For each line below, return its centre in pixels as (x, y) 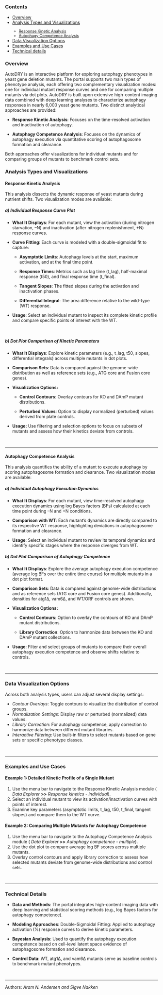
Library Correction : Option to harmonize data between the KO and (86, 632)
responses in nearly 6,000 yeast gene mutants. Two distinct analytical (75, 105)
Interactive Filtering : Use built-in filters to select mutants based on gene (84, 735)
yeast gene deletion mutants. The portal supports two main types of (73, 79)
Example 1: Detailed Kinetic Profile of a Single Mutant (59, 778)
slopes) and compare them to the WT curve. (56, 814)
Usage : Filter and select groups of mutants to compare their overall (79, 647)
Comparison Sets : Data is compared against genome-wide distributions (84, 588)
